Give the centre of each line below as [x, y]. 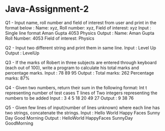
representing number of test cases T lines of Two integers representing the [81, 93]
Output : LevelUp [22, 53]
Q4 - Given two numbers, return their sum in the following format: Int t [76, 87]
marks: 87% [17, 78]
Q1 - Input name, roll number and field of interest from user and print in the [81, 23]
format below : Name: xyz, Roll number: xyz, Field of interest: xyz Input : [78, 27]
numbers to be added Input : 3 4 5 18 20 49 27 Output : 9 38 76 [69, 98]
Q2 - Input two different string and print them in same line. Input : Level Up [81, 48]
